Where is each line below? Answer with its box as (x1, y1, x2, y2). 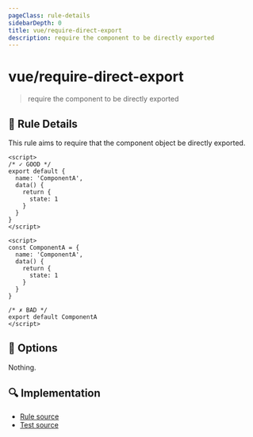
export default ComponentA (8, 313, 98, 321)
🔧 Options (8, 342, 58, 355)
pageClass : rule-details (8, 11, 90, 20)
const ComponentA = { (8, 243, 80, 251)
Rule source (19, 412, 59, 421)
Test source (19, 420, 59, 429)
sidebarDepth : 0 (8, 19, 62, 27)
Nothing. (8, 362, 37, 372)
